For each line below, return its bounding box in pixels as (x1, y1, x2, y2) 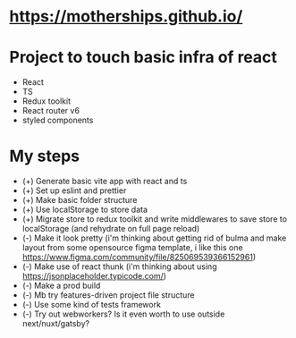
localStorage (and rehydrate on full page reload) (21, 224, 200, 234)
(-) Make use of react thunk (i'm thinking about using (21, 261, 217, 272)
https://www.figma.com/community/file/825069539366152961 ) (21, 252, 257, 263)
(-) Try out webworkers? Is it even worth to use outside (21, 308, 225, 319)
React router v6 (21, 106, 80, 116)
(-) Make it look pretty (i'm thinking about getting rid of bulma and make (21, 232, 287, 243)
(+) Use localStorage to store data (21, 204, 148, 215)
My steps (9, 146, 80, 166)
